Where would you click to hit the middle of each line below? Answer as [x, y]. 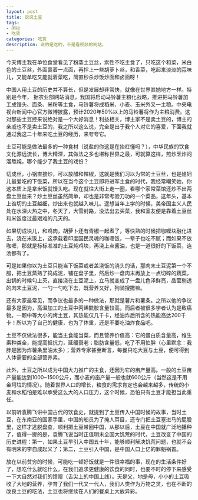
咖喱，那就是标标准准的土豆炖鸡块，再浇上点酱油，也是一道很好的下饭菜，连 [99, 246]
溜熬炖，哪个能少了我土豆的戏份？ [47, 161]
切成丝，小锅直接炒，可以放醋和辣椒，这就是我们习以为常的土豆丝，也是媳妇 [99, 174]
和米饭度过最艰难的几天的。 [40, 218]
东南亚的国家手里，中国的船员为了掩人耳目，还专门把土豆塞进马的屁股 [107, 419]
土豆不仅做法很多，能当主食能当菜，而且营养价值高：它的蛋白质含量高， [94, 335]
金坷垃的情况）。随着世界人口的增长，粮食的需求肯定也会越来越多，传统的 [95, 385]
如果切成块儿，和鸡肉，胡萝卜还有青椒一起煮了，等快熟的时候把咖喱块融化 [96, 231]
